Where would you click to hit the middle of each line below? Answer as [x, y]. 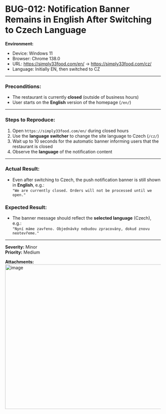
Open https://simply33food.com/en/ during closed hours [70, 131]
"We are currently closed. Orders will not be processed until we [82, 190]
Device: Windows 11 [32, 53]
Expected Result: [26, 207]
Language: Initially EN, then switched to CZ [56, 69]
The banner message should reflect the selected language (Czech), [82, 218]
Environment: [19, 43]
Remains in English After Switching [79, 19]
